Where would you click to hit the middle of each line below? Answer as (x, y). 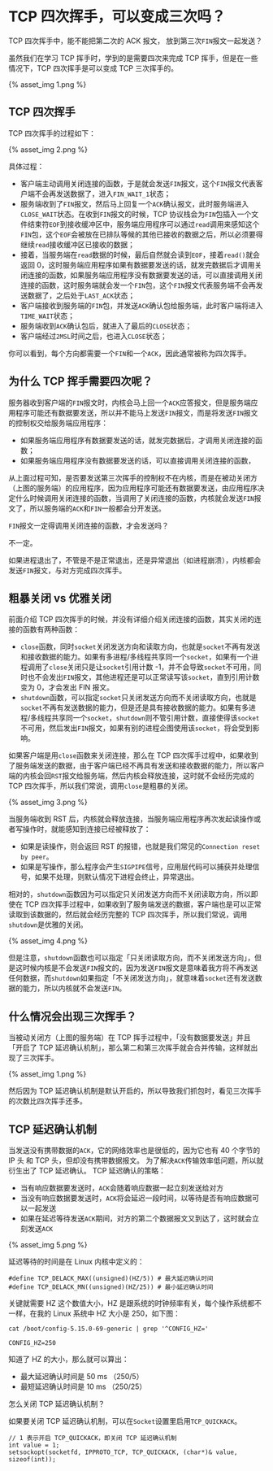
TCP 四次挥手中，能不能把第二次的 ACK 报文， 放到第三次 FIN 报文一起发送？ (135, 41)
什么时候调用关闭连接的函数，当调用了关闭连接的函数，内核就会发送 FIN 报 (138, 498)
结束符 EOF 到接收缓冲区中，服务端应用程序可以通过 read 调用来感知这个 (143, 224)
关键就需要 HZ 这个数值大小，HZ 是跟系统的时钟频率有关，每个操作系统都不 (135, 1303)
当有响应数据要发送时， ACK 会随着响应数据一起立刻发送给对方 (122, 1188)
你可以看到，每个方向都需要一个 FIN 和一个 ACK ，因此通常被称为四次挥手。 (130, 353)
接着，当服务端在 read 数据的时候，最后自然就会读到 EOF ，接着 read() (133, 255)
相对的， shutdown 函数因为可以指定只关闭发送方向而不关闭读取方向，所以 (130, 894)
